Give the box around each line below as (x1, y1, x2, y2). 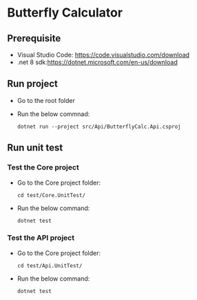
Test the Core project (7, 162, 79, 172)
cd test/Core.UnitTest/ (17, 191, 86, 198)
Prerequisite (7, 32, 61, 44)
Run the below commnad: (17, 109, 90, 118)
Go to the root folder (17, 96, 76, 104)
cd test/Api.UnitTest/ (17, 262, 83, 269)
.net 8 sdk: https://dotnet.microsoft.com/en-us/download (17, 58, 178, 66)
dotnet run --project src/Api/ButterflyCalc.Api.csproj (17, 123, 181, 130)
